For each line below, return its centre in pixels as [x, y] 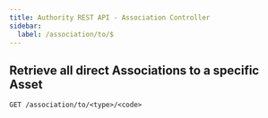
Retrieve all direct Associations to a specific [134, 70]
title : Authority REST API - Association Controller [110, 17]
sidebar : [26, 26]
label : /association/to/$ [66, 34]
